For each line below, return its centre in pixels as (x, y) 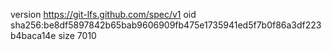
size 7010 (77, 35)
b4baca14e (33, 35)
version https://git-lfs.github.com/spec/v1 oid (103, 14)
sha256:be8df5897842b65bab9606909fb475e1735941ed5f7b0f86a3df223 (166, 25)
